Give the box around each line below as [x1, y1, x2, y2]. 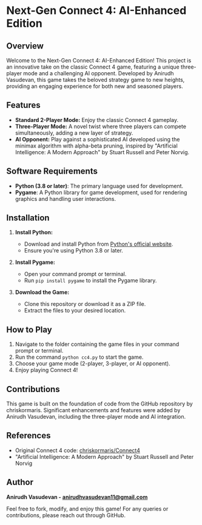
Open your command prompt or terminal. [24, 271, 127, 278]
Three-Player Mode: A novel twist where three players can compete [15, 123, 187, 130]
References [6, 430, 51, 441]
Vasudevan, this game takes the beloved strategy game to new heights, [6, 76, 185, 83]
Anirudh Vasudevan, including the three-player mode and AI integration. [6, 413, 186, 421]
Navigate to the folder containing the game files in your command [15, 340, 180, 348]
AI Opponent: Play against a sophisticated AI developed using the [15, 135, 180, 143]
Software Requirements [6, 166, 98, 177]
